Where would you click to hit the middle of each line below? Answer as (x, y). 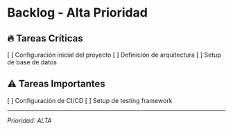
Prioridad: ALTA (29, 120)
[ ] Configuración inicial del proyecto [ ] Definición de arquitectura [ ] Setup (114, 55)
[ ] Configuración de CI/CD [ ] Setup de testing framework (90, 100)
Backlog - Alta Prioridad (77, 13)
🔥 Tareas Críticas (45, 38)
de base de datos (32, 62)
